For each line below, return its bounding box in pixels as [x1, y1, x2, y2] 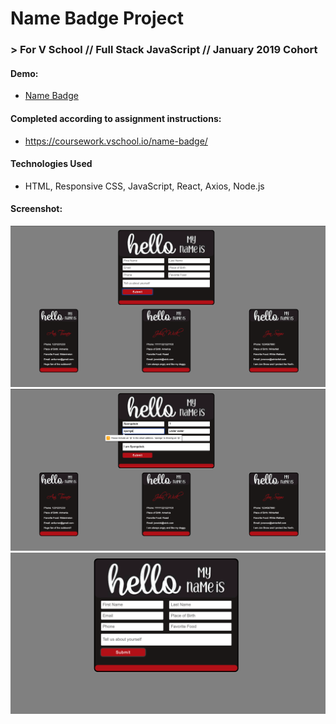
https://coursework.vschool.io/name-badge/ [24, 135, 208, 147]
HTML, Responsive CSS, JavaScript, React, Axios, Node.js [24, 180, 265, 192]
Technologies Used [10, 158, 93, 170]
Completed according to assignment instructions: [10, 112, 222, 124]
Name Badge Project [10, 7, 184, 30]
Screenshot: [10, 203, 63, 215]
